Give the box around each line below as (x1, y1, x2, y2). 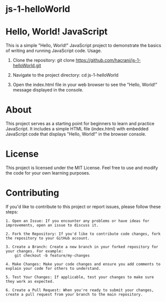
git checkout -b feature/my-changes (14, 253, 90, 258)
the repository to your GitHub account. (5, 236, 90, 241)
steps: (5, 209, 18, 215)
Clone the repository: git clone (12, 57, 75, 63)
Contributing (5, 187, 59, 199)
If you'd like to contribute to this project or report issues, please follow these (5, 204, 161, 210)
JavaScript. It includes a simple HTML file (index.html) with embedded (5, 126, 149, 132)
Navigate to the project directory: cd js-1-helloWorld (12, 72, 119, 78)
